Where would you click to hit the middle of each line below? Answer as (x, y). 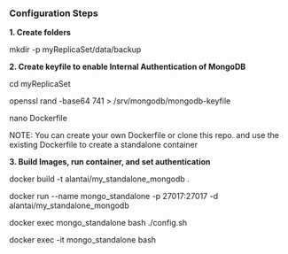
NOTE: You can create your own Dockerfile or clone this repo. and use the (144, 135)
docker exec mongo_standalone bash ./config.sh (98, 223)
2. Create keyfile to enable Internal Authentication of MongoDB (128, 67)
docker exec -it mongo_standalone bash (83, 240)
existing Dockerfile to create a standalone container (103, 145)
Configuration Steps (54, 13)
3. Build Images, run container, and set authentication (110, 162)
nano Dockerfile (39, 119)
